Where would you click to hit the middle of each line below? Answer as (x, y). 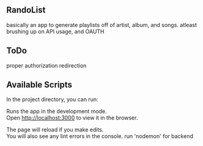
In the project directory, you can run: (52, 99)
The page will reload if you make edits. (55, 130)
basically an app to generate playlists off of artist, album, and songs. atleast (102, 25)
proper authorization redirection (46, 65)
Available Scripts (39, 85)
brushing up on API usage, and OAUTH (56, 31)
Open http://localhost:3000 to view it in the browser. (72, 118)
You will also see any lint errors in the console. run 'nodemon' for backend (100, 136)
